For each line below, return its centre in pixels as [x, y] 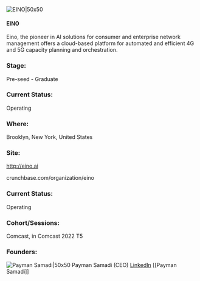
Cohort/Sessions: [33, 222]
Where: [18, 124]
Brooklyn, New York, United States [50, 137]
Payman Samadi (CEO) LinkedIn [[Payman [125, 265]
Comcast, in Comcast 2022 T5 [45, 236]
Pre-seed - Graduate [33, 79]
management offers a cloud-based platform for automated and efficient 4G [100, 43]
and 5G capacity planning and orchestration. [62, 50]
